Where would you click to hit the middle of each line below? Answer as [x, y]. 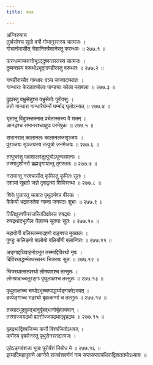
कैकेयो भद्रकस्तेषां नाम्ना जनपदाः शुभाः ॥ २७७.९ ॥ [54, 201]
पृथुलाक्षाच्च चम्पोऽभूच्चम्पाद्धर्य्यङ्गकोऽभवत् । [48, 290]
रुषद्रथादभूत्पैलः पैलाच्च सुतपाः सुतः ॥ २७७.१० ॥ [53, 220]
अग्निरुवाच [17, 35]
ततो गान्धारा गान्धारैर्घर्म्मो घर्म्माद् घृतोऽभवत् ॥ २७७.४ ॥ [58, 106]
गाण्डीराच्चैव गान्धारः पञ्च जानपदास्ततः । [45, 80]
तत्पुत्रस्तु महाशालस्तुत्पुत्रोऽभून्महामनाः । [43, 156]
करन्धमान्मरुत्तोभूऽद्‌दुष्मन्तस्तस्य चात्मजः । [46, 61]
